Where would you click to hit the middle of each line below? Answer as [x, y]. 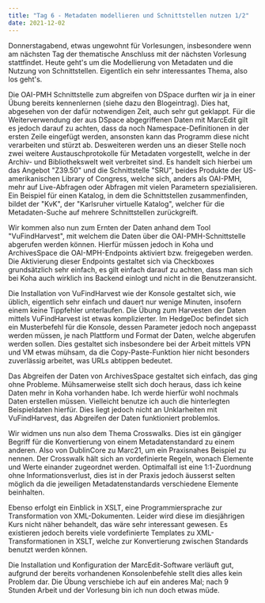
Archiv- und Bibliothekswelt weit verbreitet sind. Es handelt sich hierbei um [131, 161]
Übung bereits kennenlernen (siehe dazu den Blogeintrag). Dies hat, [119, 103]
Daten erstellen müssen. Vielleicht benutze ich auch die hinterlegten [119, 401]
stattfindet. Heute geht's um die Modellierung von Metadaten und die [121, 62]
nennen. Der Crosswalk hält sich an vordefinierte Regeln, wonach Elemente [131, 458]
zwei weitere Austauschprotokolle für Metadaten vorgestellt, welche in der [129, 153]
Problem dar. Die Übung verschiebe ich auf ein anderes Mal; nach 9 [119, 582]
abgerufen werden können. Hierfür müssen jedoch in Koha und [111, 244]
